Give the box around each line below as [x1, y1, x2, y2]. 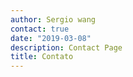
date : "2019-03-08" [10, 33, 92, 43]
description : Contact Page [10, 42, 123, 53]
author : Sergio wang [10, 14, 97, 25]
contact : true [10, 24, 70, 34]
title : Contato [10, 52, 74, 62]
